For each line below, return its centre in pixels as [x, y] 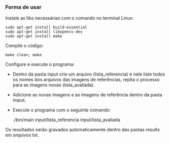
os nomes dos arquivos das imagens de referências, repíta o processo [86, 80]
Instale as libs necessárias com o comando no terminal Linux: [70, 18]
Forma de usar [23, 7]
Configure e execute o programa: [40, 64]
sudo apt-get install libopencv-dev [44, 32]
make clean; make [24, 55]
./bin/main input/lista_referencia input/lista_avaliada [66, 120]
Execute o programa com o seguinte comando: [61, 110]
